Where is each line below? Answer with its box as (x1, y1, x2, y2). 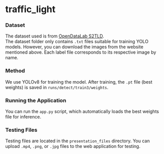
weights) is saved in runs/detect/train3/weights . (5, 84, 109, 90)
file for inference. (5, 114, 42, 120)
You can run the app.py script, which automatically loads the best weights (5, 108, 159, 114)
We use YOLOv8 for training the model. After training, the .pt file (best (5, 79, 153, 85)
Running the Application (5, 97, 67, 104)
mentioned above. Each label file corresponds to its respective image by (5, 49, 156, 55)
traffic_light (5, 4, 56, 15)
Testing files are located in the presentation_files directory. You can (5, 138, 150, 144)
